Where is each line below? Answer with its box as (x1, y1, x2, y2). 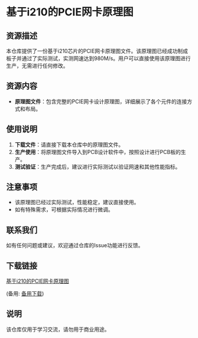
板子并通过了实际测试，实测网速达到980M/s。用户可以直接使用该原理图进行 (6, 55, 191, 62)
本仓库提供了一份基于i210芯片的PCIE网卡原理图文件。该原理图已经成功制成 (6, 48, 188, 54)
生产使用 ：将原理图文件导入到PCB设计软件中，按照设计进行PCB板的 (14, 148, 181, 155)
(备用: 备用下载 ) (6, 290, 44, 297)
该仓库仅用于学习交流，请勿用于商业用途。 (6, 326, 110, 333)
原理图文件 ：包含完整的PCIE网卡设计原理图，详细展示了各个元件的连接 (14, 98, 187, 105)
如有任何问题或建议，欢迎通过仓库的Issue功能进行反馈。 (6, 242, 144, 249)
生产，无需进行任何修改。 (6, 63, 69, 69)
